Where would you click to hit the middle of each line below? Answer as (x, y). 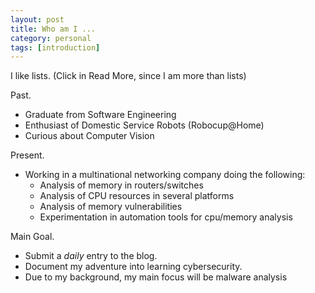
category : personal (51, 38)
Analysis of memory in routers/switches (121, 185)
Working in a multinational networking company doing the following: (165, 175)
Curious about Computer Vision (89, 136)
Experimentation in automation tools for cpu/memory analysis (166, 217)
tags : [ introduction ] (55, 47)
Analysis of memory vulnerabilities (111, 207)
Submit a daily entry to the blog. (91, 256)
